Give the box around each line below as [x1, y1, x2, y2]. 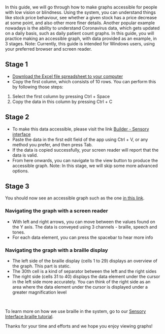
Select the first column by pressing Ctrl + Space [12, 93, 110, 99]
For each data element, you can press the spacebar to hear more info [12, 234, 154, 240]
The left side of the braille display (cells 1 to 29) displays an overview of [12, 258, 158, 264]
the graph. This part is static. [12, 263, 71, 269]
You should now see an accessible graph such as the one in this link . [5, 195, 145, 201]
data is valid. [12, 152, 38, 158]
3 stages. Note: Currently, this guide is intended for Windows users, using [5, 41, 155, 46]
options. [12, 167, 29, 174]
